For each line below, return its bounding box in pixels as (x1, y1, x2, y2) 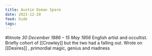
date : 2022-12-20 (5, 12, 41, 17)
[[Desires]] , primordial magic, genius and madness (5, 45, 110, 51)
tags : (5, 21, 16, 26)
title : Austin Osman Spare (5, 7, 61, 12)
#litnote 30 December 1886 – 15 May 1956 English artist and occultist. (5, 35, 148, 41)
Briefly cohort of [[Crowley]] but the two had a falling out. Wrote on (5, 40, 143, 46)
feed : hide (5, 16, 28, 21)
